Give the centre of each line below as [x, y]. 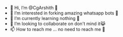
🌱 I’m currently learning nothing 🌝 [45, 18]
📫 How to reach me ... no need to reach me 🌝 [57, 29]
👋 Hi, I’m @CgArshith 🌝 [34, 8]
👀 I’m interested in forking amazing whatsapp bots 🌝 [64, 13]
